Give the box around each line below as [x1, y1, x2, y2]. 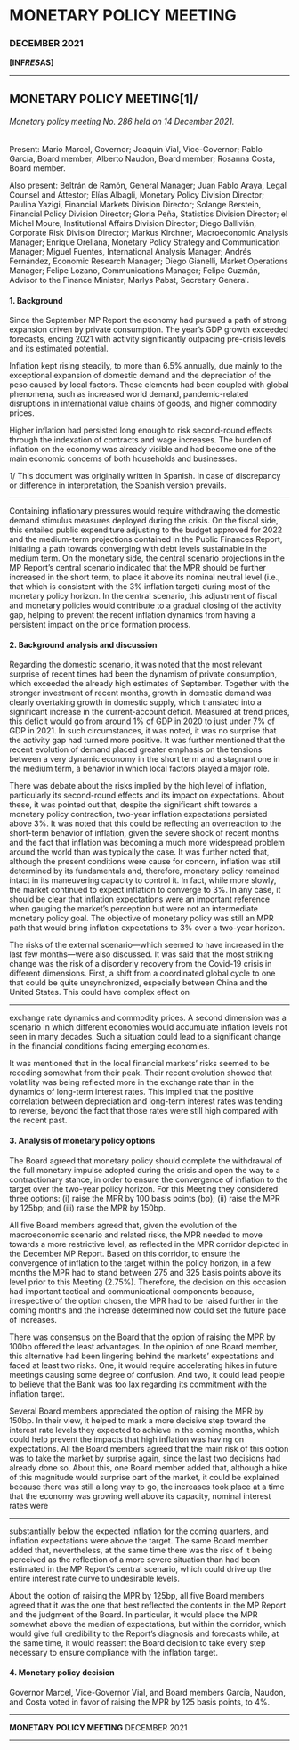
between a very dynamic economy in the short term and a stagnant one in [9, 754, 280, 765]
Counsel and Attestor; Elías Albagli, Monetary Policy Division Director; [9, 190, 265, 200]
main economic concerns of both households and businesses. [9, 453, 238, 464]
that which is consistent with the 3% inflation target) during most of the [9, 581, 271, 592]
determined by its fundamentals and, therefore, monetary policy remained [9, 865, 280, 877]
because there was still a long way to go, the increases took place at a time [9, 1481, 285, 1492]
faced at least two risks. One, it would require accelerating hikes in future [9, 1359, 278, 1371]
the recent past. [9, 1114, 68, 1126]
